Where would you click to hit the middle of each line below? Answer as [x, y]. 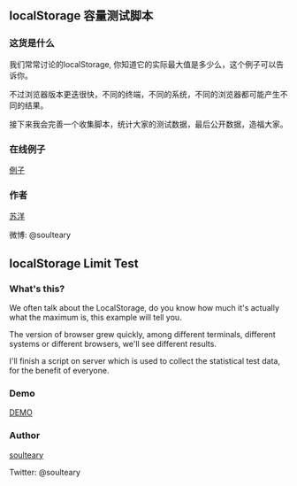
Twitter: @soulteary [45, 472]
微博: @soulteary [40, 235]
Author [25, 436]
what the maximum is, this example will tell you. [96, 317]
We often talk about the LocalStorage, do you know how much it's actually [145, 307]
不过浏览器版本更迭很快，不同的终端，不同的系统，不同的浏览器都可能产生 [145, 94]
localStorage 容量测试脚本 [81, 16]
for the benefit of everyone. [59, 370]
